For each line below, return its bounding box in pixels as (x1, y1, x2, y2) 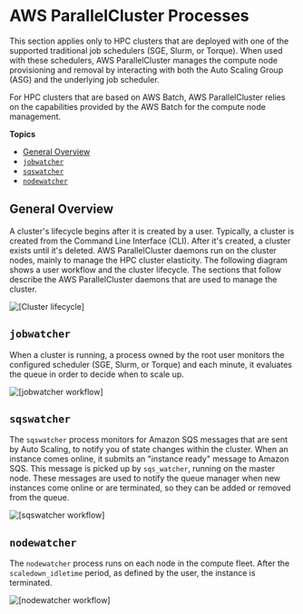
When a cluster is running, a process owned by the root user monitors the (9, 349, 285, 360)
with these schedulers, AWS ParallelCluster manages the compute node (9, 54, 279, 65)
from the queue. (9, 492, 70, 503)
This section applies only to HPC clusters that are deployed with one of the (9, 35, 289, 46)
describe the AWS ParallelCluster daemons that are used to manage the (9, 273, 278, 284)
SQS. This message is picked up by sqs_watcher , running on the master (9, 463, 275, 474)
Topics (9, 128, 36, 139)
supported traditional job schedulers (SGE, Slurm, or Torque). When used (9, 45, 283, 55)
